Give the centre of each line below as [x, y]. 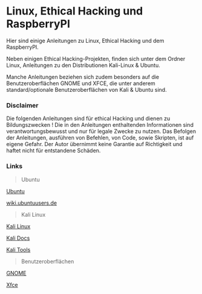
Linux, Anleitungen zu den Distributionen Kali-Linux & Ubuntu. [83, 65]
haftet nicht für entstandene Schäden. [54, 151]
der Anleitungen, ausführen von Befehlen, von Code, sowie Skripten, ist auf [100, 138]
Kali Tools [18, 249]
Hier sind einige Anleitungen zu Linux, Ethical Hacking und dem [85, 40]
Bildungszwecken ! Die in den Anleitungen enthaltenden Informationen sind [100, 125]
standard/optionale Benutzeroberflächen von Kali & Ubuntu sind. [87, 89]
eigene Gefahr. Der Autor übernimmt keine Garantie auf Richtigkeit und [94, 144]
